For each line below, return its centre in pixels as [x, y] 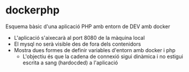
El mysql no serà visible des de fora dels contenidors [77, 44]
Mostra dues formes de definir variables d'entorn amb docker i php [94, 50]
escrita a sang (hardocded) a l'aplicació [70, 63]
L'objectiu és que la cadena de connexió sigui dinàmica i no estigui [103, 56]
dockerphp [32, 10]
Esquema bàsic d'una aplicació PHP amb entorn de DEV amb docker [88, 26]
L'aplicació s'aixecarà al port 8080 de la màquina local [79, 37]
